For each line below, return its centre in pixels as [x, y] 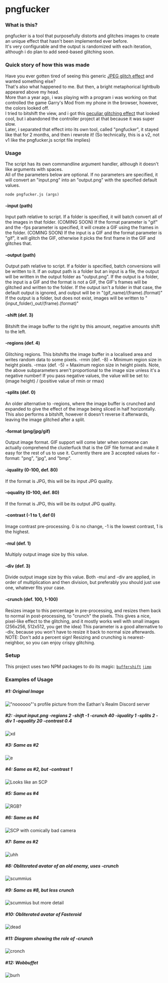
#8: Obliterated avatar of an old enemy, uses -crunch [62, 866]
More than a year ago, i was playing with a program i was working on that [81, 97]
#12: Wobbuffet [22, 962]
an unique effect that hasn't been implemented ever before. [67, 41]
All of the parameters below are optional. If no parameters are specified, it [81, 175]
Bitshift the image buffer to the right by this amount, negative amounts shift [83, 326]
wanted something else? [31, 81]
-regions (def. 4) [23, 343]
